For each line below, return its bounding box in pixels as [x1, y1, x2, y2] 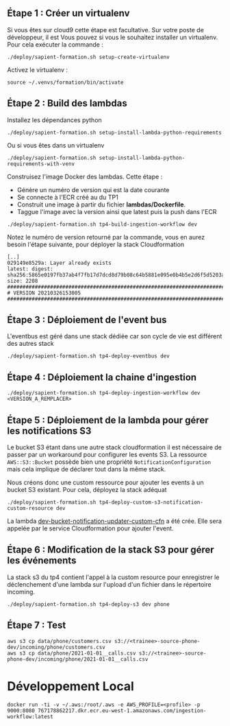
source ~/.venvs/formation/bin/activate [7, 79, 125, 86]
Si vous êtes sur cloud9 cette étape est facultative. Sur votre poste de [7, 25, 204, 34]
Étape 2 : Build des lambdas [7, 97, 128, 109]
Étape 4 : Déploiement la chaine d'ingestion [7, 371, 197, 383]
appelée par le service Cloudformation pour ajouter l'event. [7, 524, 174, 532]
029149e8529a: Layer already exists [7, 259, 112, 266]
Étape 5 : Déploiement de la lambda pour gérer [7, 414, 209, 426]
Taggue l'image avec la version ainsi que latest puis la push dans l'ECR [16, 207, 217, 215]
